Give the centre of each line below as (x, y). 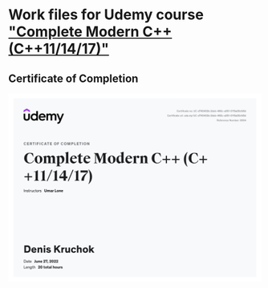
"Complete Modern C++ (90, 32)
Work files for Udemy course (106, 15)
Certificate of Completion (73, 78)
